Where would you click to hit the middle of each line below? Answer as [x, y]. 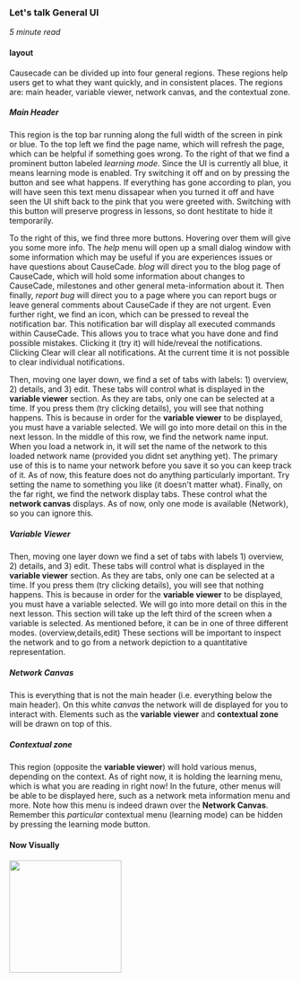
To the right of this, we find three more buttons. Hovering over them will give [150, 238]
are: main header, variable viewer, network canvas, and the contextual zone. [150, 92]
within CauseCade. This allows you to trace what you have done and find [144, 333]
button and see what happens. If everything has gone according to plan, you [150, 182]
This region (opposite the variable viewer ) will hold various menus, [133, 767]
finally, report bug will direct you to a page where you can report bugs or [143, 296]
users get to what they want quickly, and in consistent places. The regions [146, 82]
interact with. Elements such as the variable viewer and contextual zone [144, 714]
